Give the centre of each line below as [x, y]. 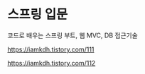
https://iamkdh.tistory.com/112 [52, 63]
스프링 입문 [38, 14]
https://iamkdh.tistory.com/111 [51, 49]
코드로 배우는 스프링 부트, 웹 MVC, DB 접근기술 [73, 35]
